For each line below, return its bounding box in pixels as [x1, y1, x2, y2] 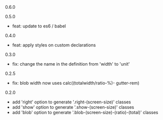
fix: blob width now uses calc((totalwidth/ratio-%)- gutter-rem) [12, 80, 140, 86]
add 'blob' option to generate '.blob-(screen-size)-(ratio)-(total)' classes [12, 110, 159, 115]
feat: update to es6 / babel [12, 23, 66, 29]
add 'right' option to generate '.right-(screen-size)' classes [12, 99, 131, 105]
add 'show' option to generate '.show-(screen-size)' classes [12, 104, 135, 110]
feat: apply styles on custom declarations [12, 42, 96, 48]
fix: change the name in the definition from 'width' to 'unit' [12, 61, 130, 67]
